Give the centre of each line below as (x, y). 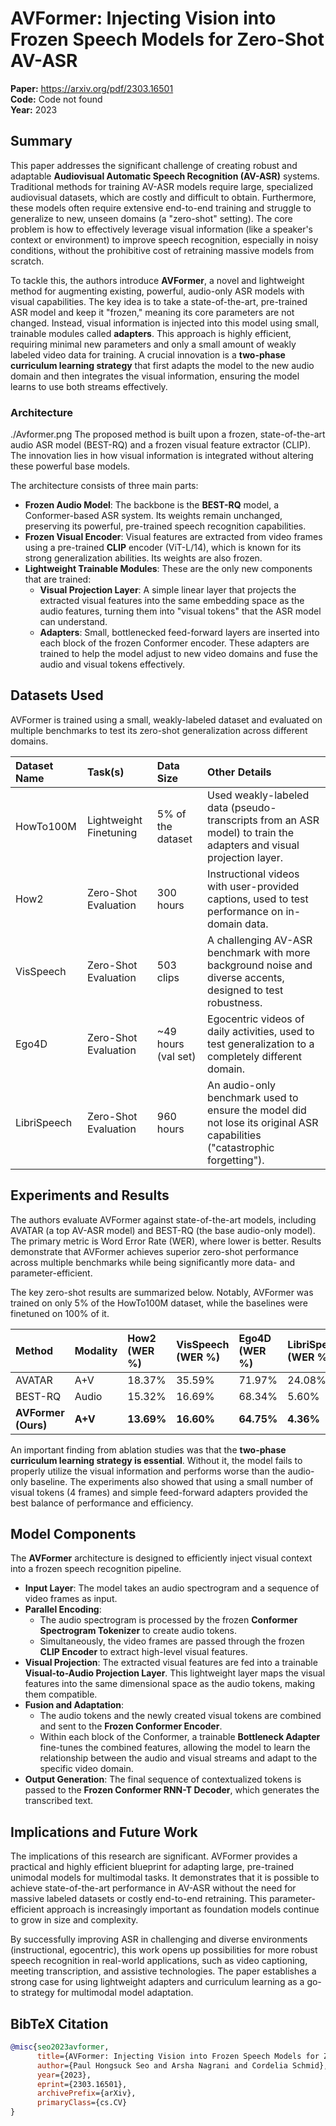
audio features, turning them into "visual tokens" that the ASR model (180, 611)
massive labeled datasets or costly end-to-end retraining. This (139, 1899)
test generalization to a (261, 1044)
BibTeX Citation (59, 2023)
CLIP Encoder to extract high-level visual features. (143, 1652)
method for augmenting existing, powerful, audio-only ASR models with (157, 291)
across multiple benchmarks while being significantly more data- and (153, 1262)
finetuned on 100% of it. (60, 1313)
